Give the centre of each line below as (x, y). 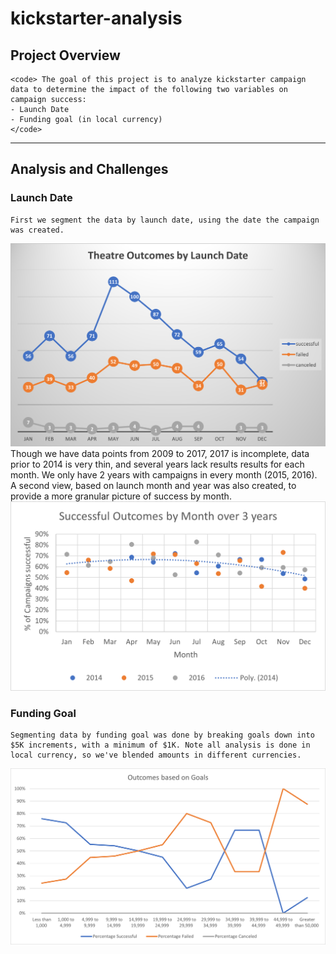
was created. (37, 230)
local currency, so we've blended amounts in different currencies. (156, 755)
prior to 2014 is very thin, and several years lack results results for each (157, 464)
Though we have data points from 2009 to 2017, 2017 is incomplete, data (160, 454)
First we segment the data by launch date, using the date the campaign (165, 220)
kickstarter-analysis (96, 18)
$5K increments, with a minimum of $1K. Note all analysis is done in (160, 745)
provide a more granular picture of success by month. (121, 496)
